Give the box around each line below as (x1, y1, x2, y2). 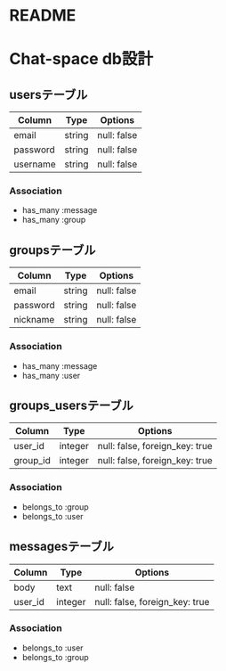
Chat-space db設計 (9, 49, 154, 70)
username (13, 158, 56, 170)
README (9, 5, 77, 26)
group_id (13, 454, 51, 467)
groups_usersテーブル (9, 397, 133, 413)
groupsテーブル (9, 242, 96, 258)
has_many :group (21, 215, 86, 225)
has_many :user (21, 370, 81, 381)
